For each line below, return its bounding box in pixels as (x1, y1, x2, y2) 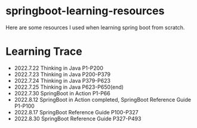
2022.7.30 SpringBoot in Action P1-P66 (14, 89, 111, 96)
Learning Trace (5, 45, 82, 58)
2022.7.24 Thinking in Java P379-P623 (14, 77, 111, 84)
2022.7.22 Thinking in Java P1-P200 (14, 64, 104, 71)
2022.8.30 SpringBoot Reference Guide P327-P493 (14, 115, 141, 122)
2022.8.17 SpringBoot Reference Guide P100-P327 (14, 108, 138, 115)
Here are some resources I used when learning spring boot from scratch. (5, 24, 185, 31)
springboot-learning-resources (5, 4, 165, 18)
